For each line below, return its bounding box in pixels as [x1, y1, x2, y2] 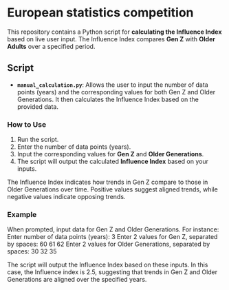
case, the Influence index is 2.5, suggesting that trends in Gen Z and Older [7, 268, 218, 276]
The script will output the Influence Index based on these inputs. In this [7, 260, 208, 269]
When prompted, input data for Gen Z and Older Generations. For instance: [7, 225, 219, 234]
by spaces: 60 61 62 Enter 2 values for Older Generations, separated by [7, 240, 210, 249]
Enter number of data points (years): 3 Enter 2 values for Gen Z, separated [7, 233, 218, 241]
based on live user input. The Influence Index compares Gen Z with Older [7, 34, 215, 43]
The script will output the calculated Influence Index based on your [17, 157, 208, 166]
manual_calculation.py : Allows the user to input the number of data [17, 81, 208, 89]
